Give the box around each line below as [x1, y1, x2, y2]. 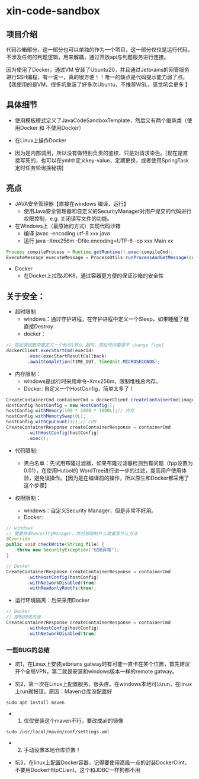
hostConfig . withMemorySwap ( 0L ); [6, 413, 86, 419]
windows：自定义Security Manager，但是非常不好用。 [23, 507, 157, 514]
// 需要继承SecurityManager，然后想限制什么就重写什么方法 [6, 531, 138, 537]
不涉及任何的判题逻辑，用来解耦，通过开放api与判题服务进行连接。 [6, 53, 169, 60]
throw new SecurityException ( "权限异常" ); [17, 547, 120, 553]
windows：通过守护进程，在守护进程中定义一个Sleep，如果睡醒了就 [23, 315, 190, 323]
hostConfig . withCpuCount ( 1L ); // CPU [6, 419, 97, 425]
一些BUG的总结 [6, 646, 50, 654]
